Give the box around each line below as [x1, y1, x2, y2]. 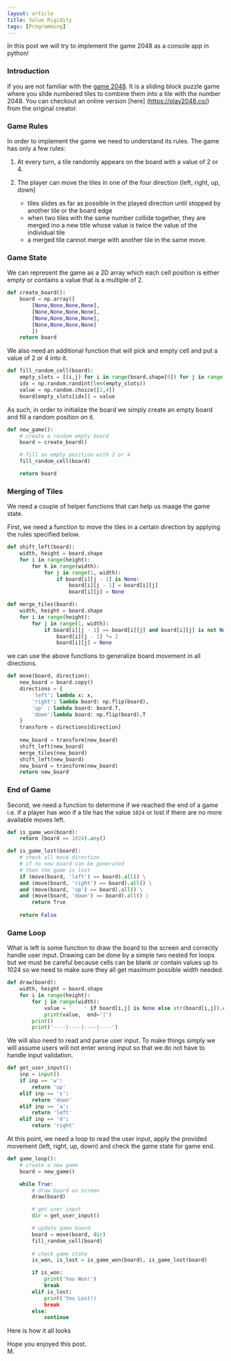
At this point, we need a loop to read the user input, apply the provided [7, 1135, 208, 1143]
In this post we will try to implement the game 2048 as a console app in [7, 42, 210, 50]
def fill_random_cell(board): [7, 367, 94, 375]
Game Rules [7, 121, 48, 131]
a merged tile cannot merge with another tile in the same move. [27, 235, 207, 244]
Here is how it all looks [7, 1327, 71, 1335]
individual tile [27, 228, 65, 237]
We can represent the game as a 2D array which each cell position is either [7, 268, 220, 277]
